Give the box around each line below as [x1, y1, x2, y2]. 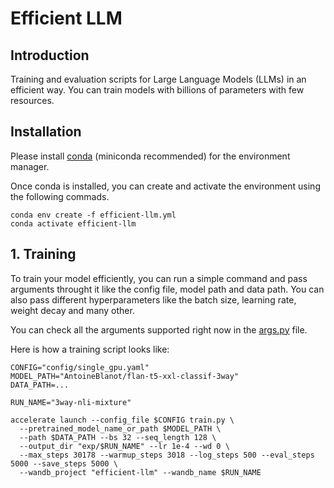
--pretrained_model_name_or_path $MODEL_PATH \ [19, 423, 222, 434]
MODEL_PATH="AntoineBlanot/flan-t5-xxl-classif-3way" [10, 371, 240, 381]
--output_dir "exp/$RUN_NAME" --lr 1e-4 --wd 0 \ [19, 441, 230, 451]
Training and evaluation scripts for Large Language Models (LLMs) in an [10, 73, 307, 85]
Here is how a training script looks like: [10, 343, 170, 355]
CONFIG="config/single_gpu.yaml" [10, 362, 150, 372]
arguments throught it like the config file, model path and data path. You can [10, 283, 325, 295]
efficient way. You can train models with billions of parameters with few [10, 84, 305, 96]
